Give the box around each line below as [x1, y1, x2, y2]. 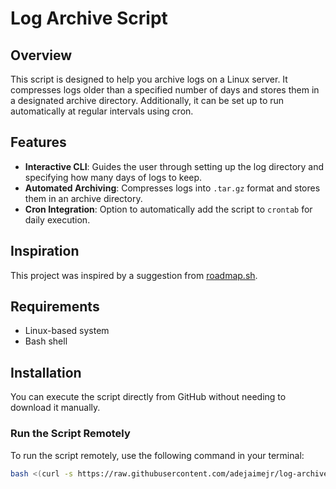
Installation [10, 364, 82, 381]
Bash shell [24, 335, 68, 347]
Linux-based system [24, 325, 110, 337]
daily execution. [24, 213, 91, 226]
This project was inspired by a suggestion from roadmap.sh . [10, 269, 258, 281]
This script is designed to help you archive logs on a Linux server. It [10, 73, 288, 85]
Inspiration [10, 243, 80, 260]
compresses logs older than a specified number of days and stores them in [10, 84, 320, 96]
